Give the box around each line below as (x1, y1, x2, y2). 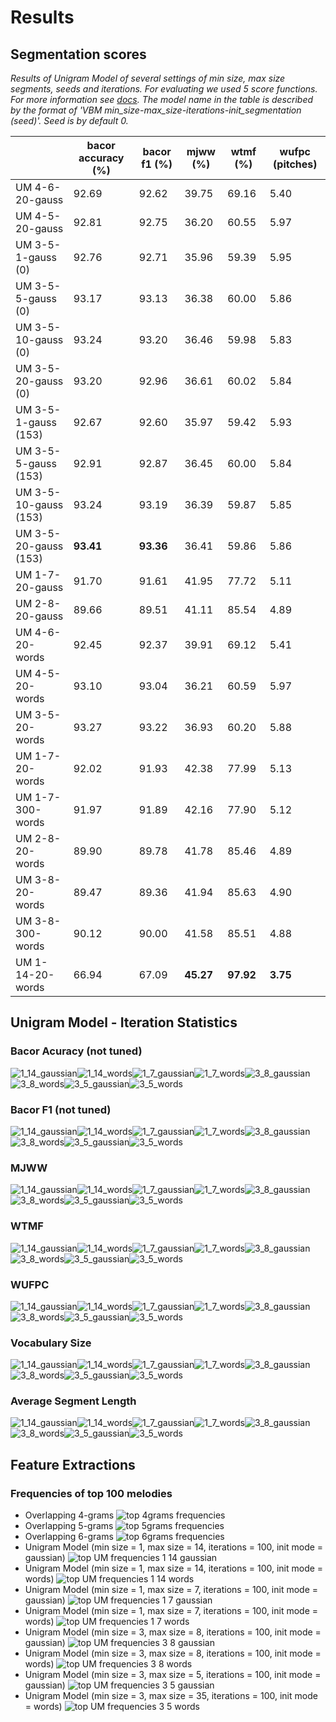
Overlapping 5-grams (24, 1520, 114, 1532)
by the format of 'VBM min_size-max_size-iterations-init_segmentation (10, 104, 302, 116)
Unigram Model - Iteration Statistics (10, 1014, 238, 1031)
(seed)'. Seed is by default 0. (10, 115, 129, 126)
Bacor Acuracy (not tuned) (10, 1044, 143, 1058)
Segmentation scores (10, 46, 147, 63)
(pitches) (273, 157, 318, 171)
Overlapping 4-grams (24, 1509, 115, 1521)
